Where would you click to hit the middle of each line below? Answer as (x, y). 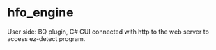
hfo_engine (40, 13)
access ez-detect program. (46, 38)
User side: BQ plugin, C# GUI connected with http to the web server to (108, 32)
